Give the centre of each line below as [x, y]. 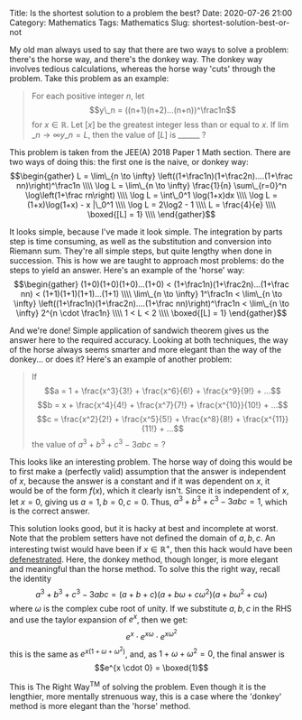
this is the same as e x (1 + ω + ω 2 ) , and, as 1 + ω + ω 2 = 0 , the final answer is [147, 652]
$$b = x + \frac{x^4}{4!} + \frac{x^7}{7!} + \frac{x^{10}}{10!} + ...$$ [163, 405]
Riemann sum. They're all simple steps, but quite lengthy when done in [141, 251]
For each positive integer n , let [88, 96]
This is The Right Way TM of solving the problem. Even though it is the [138, 687]
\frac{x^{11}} [266, 419]
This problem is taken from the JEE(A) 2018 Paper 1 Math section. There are [150, 152]
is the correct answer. [50, 511]
